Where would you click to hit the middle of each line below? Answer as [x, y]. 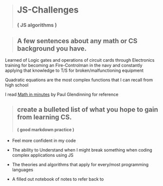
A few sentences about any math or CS [77, 41]
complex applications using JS [43, 155]
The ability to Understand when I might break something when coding [82, 150]
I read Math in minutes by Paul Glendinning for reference [62, 94]
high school [17, 85]
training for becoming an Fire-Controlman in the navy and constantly [74, 65]
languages [23, 169]
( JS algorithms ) [37, 25]
